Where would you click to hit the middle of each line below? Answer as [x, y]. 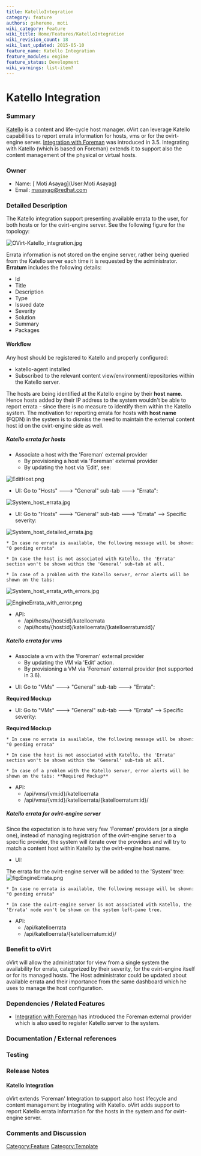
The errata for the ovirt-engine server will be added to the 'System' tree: [95, 871]
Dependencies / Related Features [55, 1003]
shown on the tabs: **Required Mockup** [58, 776]
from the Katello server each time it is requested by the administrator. [92, 261]
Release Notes [28, 1071]
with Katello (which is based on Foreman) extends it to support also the [94, 149]
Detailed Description [37, 206]
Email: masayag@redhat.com [51, 190]
